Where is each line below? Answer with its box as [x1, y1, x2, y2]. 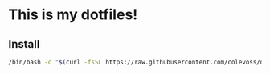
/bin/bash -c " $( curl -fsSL [8, 58, 103, 66]
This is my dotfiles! [8, 6, 138, 24]
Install [8, 37, 40, 51]
